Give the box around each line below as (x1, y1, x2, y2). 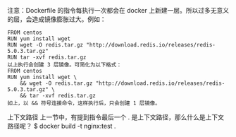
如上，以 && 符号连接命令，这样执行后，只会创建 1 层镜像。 (7, 100, 161, 107)
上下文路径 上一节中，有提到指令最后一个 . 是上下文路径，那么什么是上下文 (7, 113, 224, 121)
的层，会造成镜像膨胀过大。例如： (7, 15, 106, 23)
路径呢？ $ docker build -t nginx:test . (7, 122, 116, 130)
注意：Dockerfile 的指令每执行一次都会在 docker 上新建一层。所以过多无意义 (7, 6, 230, 14)
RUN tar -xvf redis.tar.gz (7, 54, 87, 61)
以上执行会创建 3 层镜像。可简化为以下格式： (7, 61, 122, 68)
